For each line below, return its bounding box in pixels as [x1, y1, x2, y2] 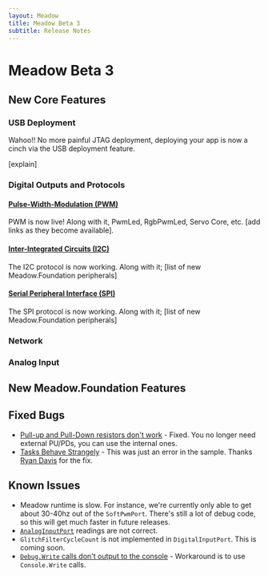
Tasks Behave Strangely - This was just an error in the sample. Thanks [19, 447, 253, 456]
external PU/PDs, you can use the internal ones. [19, 438, 178, 448]
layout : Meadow [8, 11, 59, 20]
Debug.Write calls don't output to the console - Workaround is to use [19, 551, 246, 561]
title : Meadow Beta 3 [8, 19, 81, 27]
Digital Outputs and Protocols [8, 180, 126, 191]
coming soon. [19, 542, 66, 552]
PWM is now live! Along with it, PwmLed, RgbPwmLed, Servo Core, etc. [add [8, 217, 261, 227]
